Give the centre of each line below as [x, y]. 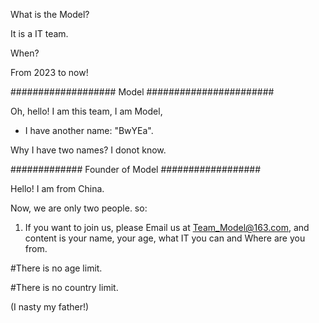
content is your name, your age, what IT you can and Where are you [165, 238]
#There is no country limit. [64, 287]
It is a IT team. [39, 33]
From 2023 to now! [49, 72]
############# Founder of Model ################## [136, 169]
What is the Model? [50, 14]
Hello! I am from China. [57, 188]
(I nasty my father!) [50, 307]
